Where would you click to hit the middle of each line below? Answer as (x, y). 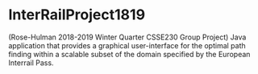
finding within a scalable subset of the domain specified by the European (129, 54)
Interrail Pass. (31, 63)
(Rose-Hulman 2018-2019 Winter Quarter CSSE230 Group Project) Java (127, 37)
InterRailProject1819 (77, 15)
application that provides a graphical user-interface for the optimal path (127, 45)
